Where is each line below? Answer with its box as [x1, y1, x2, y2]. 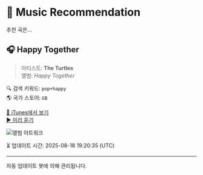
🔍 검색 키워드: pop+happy [6, 84, 66, 92]
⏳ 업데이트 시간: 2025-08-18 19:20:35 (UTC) [6, 141, 115, 149]
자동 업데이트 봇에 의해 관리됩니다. [6, 162, 87, 169]
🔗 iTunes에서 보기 [6, 108, 50, 116]
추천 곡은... [6, 26, 32, 33]
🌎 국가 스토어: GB [6, 94, 48, 101]
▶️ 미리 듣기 [6, 116, 34, 123]
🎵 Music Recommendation [6, 5, 141, 19]
